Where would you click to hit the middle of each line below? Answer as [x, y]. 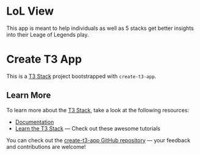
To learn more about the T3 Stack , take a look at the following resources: [98, 110]
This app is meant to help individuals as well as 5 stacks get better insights [100, 28]
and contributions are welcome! [46, 146]
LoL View [30, 11]
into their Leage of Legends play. [48, 34]
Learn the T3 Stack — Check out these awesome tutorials [87, 128]
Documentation [34, 122]
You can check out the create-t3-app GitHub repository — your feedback [98, 140]
